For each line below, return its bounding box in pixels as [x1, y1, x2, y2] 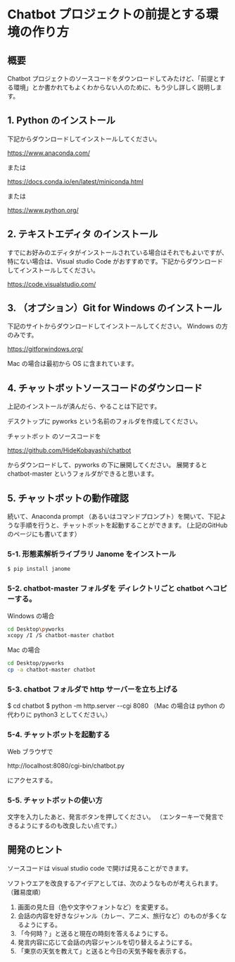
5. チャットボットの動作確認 [7, 492, 129, 504]
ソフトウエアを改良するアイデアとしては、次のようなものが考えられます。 [7, 879, 222, 887]
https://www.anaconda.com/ [7, 149, 90, 157]
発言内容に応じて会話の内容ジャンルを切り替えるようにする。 [17, 938, 196, 946]
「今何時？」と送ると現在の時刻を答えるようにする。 [17, 929, 172, 937]
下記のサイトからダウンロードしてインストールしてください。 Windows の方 [7, 322, 229, 331]
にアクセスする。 [7, 776, 57, 784]
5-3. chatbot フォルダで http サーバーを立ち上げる [7, 684, 178, 694]
